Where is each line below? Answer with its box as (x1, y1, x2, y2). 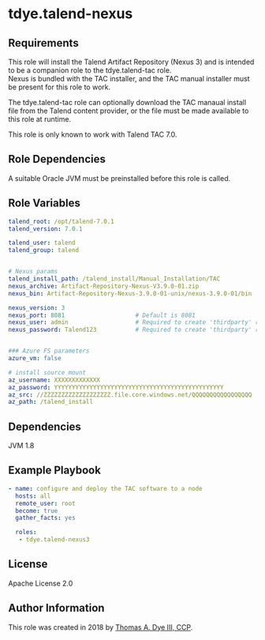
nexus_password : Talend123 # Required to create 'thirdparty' (8, 326, 252, 334)
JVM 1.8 (8, 441, 35, 450)
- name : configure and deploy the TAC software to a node (8, 484, 203, 492)
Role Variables (8, 197, 80, 210)
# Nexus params (8, 268, 58, 276)
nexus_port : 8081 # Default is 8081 (8, 311, 196, 319)
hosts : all (15, 491, 51, 500)
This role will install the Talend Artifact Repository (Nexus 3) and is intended (8, 57, 255, 66)
